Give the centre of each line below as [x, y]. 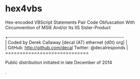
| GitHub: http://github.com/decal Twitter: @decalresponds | [67, 47]
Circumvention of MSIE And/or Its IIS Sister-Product [58, 27]
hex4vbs [24, 9]
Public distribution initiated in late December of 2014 [59, 62]
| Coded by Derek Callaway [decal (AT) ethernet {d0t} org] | [66, 42]
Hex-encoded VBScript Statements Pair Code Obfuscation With [70, 22]
